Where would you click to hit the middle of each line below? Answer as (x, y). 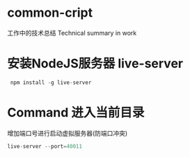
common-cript (50, 13)
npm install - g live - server (51, 82)
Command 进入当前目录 (76, 112)
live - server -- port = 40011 (45, 146)
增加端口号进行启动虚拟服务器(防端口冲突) (68, 133)
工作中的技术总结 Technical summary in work (72, 33)
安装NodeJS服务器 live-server (95, 64)
